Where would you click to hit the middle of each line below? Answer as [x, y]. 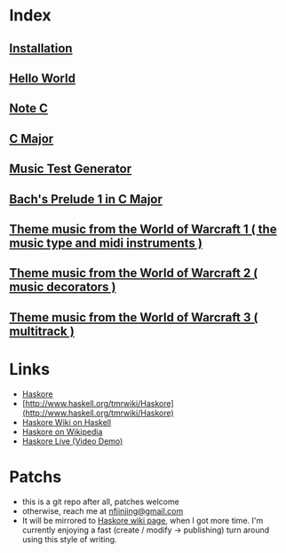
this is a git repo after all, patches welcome [100, 502]
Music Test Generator [70, 169]
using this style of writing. [69, 539]
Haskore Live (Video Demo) [72, 441]
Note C [29, 109]
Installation [41, 48]
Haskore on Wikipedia [62, 431]
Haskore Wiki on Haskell [67, 422]
